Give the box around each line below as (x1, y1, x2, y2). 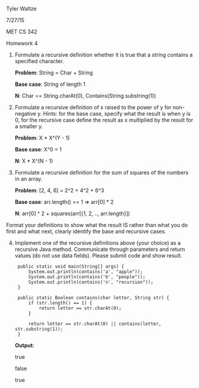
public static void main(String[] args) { (17, 263, 125, 269)
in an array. (14, 175, 43, 182)
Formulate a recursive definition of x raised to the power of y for (14, 104, 172, 111)
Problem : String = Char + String (14, 69, 93, 76)
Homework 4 (6, 40, 38, 46)
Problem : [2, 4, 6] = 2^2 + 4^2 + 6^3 (14, 187, 105, 194)
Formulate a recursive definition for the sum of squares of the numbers (14, 169, 189, 176)
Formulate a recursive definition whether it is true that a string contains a (14, 51, 193, 58)
